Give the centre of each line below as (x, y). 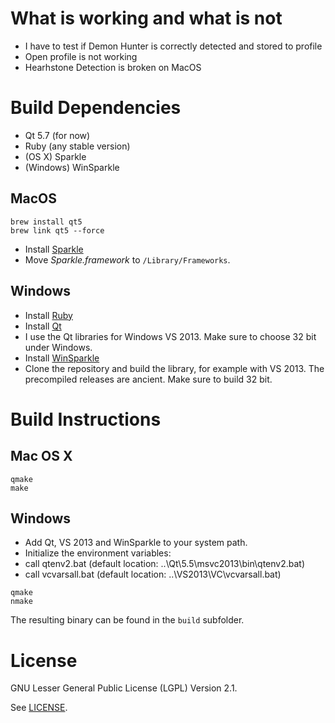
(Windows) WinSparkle (72, 167)
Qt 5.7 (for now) (57, 135)
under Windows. (58, 347)
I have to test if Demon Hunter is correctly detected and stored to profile (173, 46)
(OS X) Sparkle (55, 156)
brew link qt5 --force (57, 230)
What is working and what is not (146, 18)
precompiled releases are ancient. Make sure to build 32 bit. (148, 379)
